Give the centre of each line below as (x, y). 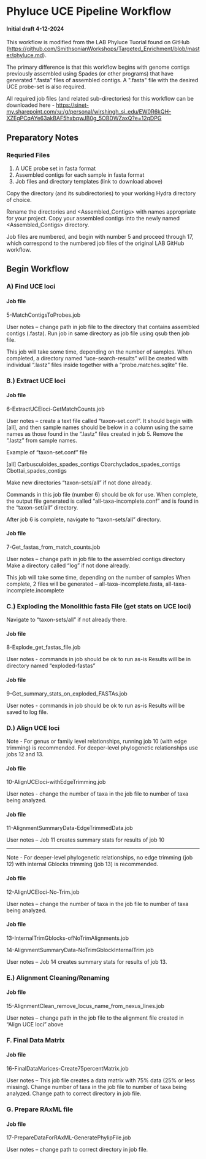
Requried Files (28, 155)
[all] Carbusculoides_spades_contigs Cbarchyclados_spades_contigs (93, 464)
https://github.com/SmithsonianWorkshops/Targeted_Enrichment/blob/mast (104, 49)
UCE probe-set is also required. (46, 87)
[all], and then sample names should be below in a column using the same (100, 427)
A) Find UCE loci (31, 287)
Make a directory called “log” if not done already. (68, 565)
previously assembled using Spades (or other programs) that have (90, 74)
